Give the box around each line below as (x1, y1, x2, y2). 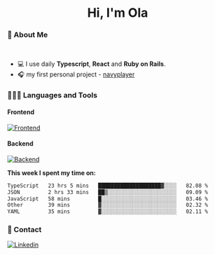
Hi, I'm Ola (87, 5, 148, 21)
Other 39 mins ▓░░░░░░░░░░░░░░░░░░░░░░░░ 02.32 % (7, 202, 209, 209)
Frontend (7, 108, 35, 116)
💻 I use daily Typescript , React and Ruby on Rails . (17, 60, 166, 68)
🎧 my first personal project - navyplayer (17, 70, 135, 78)
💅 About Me (7, 30, 48, 40)
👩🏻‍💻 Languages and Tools (7, 90, 98, 100)
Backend (7, 139, 34, 148)
